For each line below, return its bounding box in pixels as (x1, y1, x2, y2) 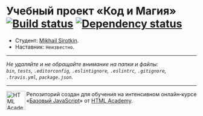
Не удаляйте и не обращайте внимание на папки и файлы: (6, 60, 158, 67)
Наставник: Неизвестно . (14, 43, 75, 50)
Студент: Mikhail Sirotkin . (14, 37, 79, 44)
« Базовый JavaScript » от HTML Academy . (26, 97, 133, 104)
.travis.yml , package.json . (6, 73, 74, 81)
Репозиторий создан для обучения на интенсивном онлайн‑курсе (26, 90, 197, 97)
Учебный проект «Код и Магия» (6, 4, 176, 18)
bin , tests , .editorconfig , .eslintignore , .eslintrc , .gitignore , (6, 67, 167, 74)
